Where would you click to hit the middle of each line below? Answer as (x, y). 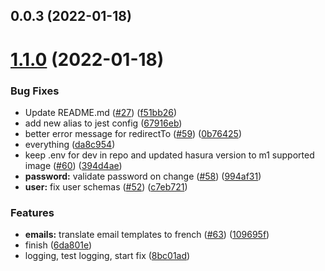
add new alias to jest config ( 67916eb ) (103, 123)
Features (32, 212)
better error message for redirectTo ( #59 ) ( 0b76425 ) (133, 133)
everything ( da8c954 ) (70, 144)
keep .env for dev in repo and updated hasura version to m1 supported (169, 155)
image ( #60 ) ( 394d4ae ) (73, 165)
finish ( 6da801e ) (58, 245)
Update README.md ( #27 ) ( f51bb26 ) (101, 112)
